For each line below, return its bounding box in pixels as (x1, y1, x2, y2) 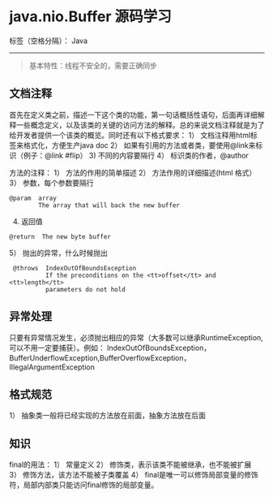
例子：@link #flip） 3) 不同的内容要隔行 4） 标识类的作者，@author (23, 150, 250, 160)
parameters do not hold (45, 285, 126, 293)
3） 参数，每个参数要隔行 (9, 178, 94, 188)
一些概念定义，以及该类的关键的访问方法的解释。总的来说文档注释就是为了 (15, 119, 265, 130)
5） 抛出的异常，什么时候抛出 (9, 248, 109, 257)
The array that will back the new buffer (38, 201, 181, 210)
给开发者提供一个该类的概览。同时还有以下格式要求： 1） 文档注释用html (9, 130, 251, 140)
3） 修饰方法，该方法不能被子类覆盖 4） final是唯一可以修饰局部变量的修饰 (9, 470, 258, 480)
